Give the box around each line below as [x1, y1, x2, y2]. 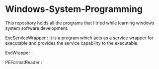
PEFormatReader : [5, 59, 42, 65]
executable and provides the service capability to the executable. [5, 40, 139, 46]
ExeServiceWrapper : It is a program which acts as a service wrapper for [5, 35, 154, 41]
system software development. [5, 25, 69, 31]
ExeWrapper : [5, 50, 33, 56]
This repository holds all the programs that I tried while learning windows [5, 20, 155, 26]
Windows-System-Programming [5, 3, 143, 15]
